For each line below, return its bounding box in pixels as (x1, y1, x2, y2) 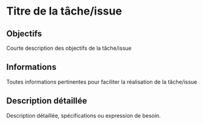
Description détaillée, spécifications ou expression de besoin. (6, 112, 161, 119)
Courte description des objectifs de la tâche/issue (6, 44, 132, 52)
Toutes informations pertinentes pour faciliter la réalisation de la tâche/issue (6, 78, 198, 86)
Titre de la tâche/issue (6, 4, 123, 18)
